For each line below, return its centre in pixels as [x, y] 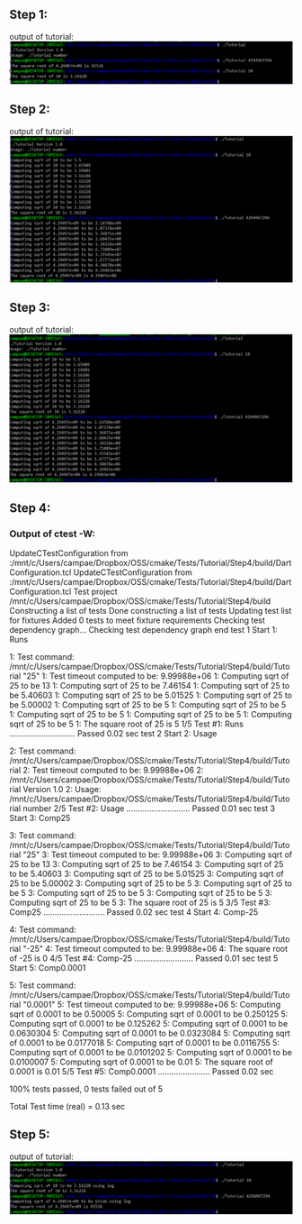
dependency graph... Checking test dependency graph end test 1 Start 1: [144, 630]
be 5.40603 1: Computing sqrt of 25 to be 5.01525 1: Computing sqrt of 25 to [151, 695]
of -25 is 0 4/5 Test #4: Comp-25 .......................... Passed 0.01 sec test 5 [144, 958]
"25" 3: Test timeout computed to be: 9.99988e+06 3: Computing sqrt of [157, 854]
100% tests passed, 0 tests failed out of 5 [86, 1089]
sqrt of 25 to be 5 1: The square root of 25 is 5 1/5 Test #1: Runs [127, 724]
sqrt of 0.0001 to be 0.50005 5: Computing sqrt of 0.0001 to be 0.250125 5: [149, 1014]
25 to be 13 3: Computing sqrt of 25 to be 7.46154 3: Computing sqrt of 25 [147, 864]
